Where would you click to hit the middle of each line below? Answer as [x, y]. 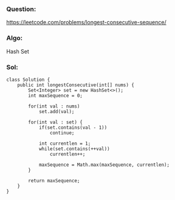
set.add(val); [57, 111]
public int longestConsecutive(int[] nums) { [76, 85]
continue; [62, 133]
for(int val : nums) [54, 106]
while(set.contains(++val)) [74, 149]
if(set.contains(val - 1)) [73, 127]
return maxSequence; [54, 181]
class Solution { [28, 80]
